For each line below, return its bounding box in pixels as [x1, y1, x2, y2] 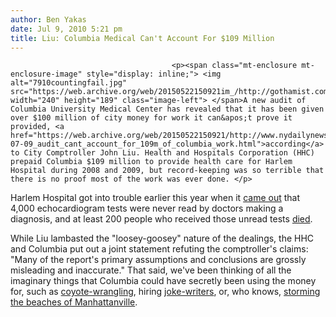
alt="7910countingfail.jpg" [10, 78, 128, 88]
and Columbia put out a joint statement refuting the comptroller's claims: [10, 243, 309, 255]
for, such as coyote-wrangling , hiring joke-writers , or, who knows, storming [10, 286, 321, 298]
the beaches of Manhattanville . [10, 296, 138, 308]
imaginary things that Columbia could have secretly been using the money [10, 275, 317, 287]
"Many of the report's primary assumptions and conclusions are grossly [10, 254, 307, 266]
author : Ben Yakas [10, 14, 87, 25]
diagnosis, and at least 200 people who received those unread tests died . [10, 213, 313, 225]
